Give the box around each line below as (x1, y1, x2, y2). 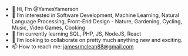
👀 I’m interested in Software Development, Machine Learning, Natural (11, 12, 179, 19)
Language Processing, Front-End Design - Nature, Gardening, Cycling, (11, 18, 183, 24)
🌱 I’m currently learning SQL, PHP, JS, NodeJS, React (11, 30, 142, 37)
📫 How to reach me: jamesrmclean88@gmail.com (11, 43, 134, 50)
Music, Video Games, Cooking (11, 24, 85, 31)
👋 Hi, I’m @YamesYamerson (11, 6, 79, 12)
